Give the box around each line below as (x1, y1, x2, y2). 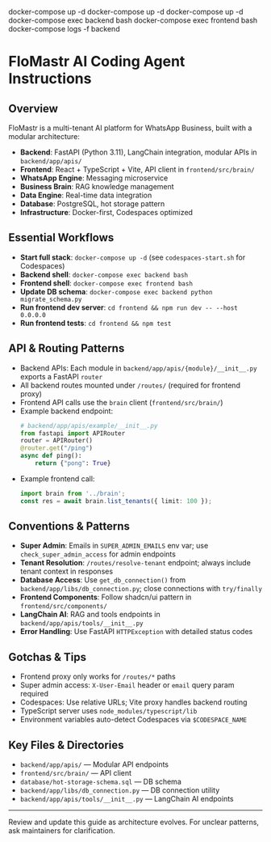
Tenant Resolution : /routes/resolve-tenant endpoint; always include (19, 558, 252, 568)
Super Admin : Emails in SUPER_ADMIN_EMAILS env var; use (19, 541, 209, 551)
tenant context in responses (19, 566, 114, 577)
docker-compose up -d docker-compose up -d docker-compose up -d (8, 7, 244, 16)
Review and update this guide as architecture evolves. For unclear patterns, (8, 817, 260, 827)
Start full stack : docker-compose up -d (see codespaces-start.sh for (19, 252, 246, 262)
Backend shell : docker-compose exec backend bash (19, 269, 188, 279)
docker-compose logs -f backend (8, 24, 120, 33)
